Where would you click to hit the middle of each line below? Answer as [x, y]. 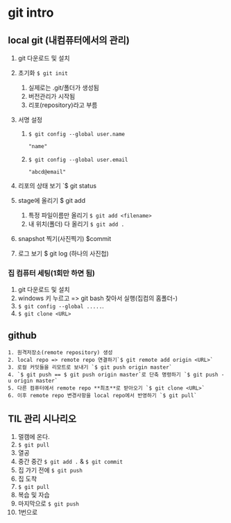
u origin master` [33, 381]
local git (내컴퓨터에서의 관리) [69, 40]
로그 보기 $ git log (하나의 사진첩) [63, 254]
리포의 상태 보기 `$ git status [57, 186]
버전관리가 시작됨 [52, 96]
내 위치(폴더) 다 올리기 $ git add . [76, 224]
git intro [31, 13]
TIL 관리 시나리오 [42, 418]
